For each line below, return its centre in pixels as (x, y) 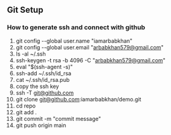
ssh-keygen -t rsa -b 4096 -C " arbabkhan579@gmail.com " (91, 60)
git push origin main (41, 125)
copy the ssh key (37, 86)
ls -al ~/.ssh (31, 54)
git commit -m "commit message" (59, 119)
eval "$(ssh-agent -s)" (44, 67)
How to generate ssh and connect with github (76, 27)
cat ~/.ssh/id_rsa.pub (43, 79)
